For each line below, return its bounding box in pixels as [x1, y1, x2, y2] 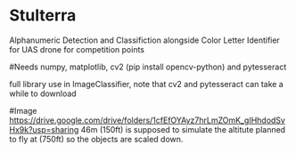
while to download [9, 88, 78, 99]
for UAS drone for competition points [9, 44, 145, 54]
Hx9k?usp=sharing [9, 124, 79, 134]
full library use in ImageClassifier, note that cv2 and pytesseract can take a [9, 78, 284, 89]
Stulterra [9, 5, 77, 26]
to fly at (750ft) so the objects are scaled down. [9, 133, 184, 144]
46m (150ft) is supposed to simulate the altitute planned [80, 124, 286, 134]
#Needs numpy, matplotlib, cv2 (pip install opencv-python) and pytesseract [9, 61, 287, 72]
